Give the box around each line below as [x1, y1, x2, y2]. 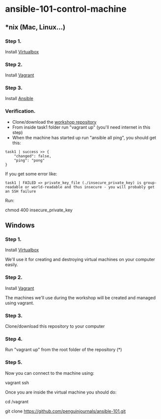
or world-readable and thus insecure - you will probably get [25, 184, 155, 189]
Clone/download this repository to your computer [5, 323, 105, 329]
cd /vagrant [5, 398, 28, 404]
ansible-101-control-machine [5, 3, 127, 15]
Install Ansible [5, 96, 33, 102]
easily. [5, 262, 18, 268]
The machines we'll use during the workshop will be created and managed [5, 294, 156, 300]
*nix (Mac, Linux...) [5, 23, 65, 31]
